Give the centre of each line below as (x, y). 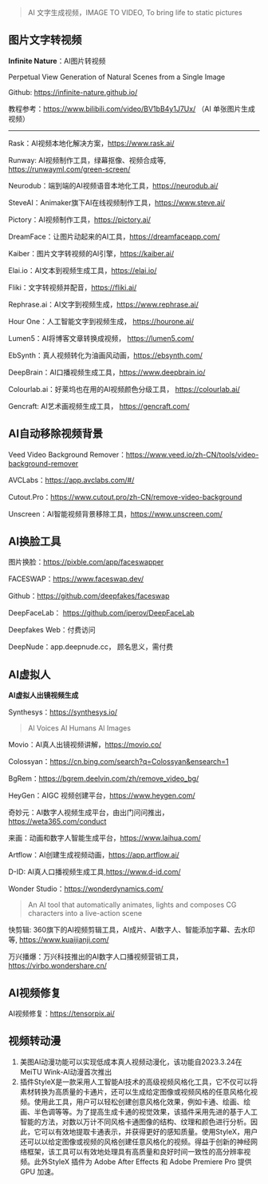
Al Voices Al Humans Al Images (79, 728)
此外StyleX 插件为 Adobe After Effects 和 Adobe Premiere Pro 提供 (143, 1162)
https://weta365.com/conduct (57, 822)
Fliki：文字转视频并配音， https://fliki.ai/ (73, 287)
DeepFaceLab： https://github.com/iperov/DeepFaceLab (101, 613)
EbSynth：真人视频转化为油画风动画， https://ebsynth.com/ (106, 355)
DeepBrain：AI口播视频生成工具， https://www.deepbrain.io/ (107, 372)
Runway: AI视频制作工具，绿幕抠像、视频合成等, (87, 160)
